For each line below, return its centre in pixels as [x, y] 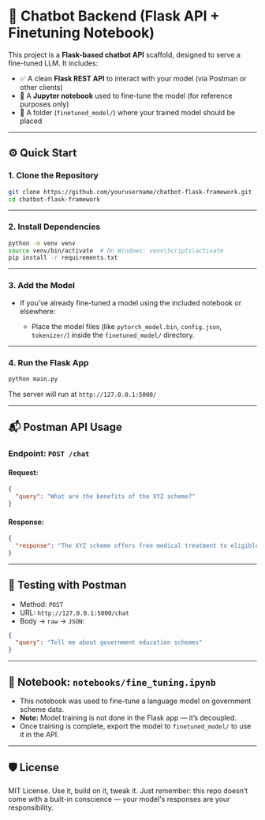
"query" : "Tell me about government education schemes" [109, 642]
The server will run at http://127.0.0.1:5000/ [82, 394]
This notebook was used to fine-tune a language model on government [135, 701]
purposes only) [44, 104]
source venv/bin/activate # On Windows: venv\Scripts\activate [116, 251]
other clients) [41, 87]
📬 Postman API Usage [65, 427]
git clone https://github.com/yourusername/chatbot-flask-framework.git [130, 192]
